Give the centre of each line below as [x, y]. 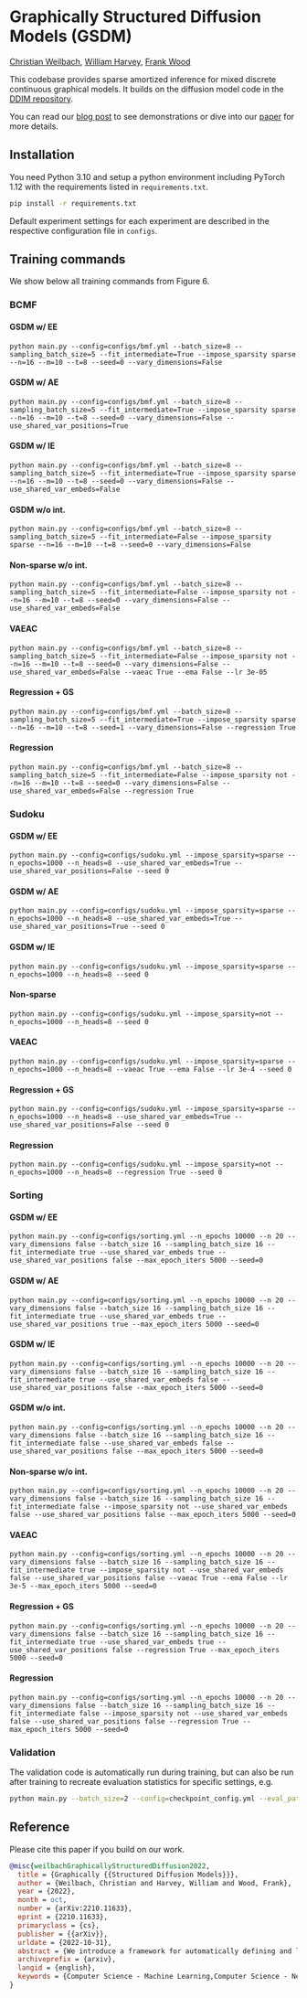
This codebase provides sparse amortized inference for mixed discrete [143, 79]
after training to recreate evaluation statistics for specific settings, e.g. [142, 1782]
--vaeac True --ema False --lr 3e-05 [196, 672]
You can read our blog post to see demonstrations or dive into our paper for [152, 116]
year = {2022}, [47, 1891]
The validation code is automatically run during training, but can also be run [152, 1772]
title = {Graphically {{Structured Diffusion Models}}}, [128, 1875]
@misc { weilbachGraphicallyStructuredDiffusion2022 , [110, 1866]
